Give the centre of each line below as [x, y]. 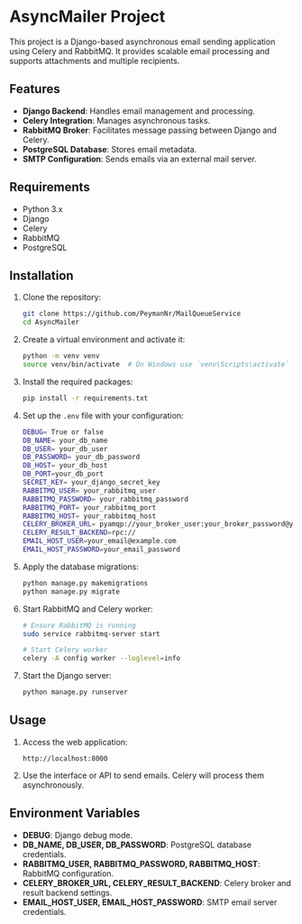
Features [35, 89]
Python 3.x [42, 208]
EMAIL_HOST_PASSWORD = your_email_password [101, 550]
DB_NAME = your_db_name [65, 440]
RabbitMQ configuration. [68, 873]
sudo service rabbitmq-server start [91, 633]
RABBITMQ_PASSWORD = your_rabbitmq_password [105, 499]
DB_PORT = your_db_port [63, 474]
